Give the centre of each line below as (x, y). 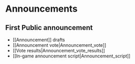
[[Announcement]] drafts (39, 40)
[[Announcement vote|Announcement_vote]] (59, 45)
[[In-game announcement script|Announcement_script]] (72, 56)
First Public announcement (49, 28)
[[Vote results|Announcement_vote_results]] (59, 51)
